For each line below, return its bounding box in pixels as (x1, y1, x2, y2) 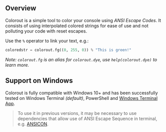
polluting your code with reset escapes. (5, 28, 87, 34)
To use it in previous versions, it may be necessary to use (17, 110, 137, 116)
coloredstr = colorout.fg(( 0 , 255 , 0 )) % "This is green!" (5, 47, 132, 52)
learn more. (5, 62, 29, 68)
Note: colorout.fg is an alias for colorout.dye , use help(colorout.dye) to (5, 56, 157, 62)
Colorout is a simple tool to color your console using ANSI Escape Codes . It (5, 17, 161, 23)
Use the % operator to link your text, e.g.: (5, 38, 89, 44)
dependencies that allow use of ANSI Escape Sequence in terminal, (17, 115, 157, 121)
